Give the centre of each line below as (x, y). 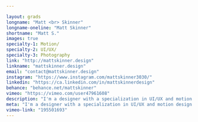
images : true (22, 39)
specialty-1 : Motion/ (33, 44)
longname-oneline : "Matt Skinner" (49, 28)
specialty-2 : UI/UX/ (32, 50)
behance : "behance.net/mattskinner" (51, 88)
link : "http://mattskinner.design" (50, 60)
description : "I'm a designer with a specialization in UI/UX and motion (99, 99)
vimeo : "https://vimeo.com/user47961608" (58, 94)
